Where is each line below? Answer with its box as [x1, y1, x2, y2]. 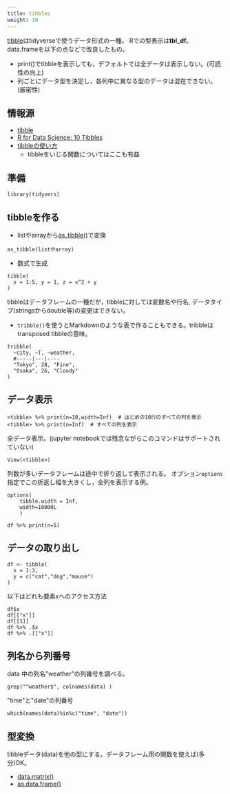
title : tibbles [7, 10, 51, 17]
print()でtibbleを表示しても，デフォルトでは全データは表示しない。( [17, 59, 209, 67]
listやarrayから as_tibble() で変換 [17, 231, 107, 239]
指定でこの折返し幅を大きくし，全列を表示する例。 [7, 478, 152, 486]
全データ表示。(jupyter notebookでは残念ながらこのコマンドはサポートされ [7, 434, 221, 442]
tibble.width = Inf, [19, 497, 79, 505]
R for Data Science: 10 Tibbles [17, 134, 103, 142]
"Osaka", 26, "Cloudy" [13, 367, 79, 374]
